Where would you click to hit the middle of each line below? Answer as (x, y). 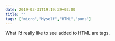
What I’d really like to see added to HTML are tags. (57, 33)
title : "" (16, 14)
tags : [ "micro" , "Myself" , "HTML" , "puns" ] (48, 19)
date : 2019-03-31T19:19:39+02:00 (40, 10)
